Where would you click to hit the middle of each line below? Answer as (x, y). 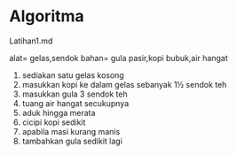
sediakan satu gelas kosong (73, 75)
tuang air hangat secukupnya (75, 103)
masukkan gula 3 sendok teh (75, 94)
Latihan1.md (31, 41)
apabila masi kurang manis (71, 131)
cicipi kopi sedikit (54, 122)
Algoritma (47, 16)
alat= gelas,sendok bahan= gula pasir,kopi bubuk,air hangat (118, 58)
